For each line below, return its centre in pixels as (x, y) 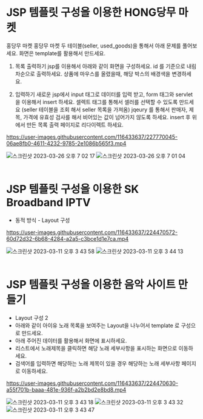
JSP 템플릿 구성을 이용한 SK (73, 189)
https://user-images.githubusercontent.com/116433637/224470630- (92, 383)
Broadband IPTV (48, 203)
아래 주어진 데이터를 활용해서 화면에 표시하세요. (71, 341)
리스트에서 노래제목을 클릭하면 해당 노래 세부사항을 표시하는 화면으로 (96, 348)
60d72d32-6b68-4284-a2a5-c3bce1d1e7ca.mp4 (68, 238)
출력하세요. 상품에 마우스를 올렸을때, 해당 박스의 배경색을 (103, 74)
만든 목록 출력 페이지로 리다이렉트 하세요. (75, 125)
